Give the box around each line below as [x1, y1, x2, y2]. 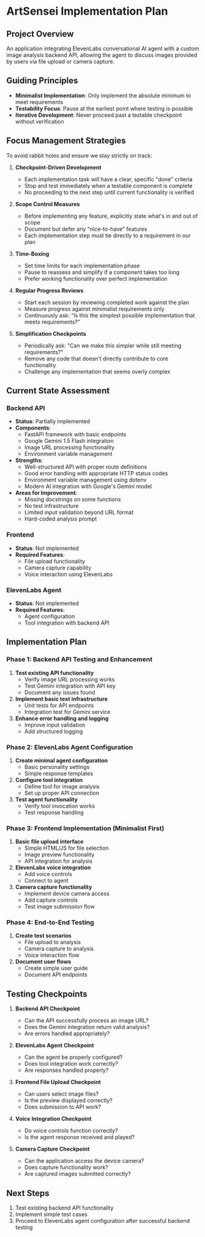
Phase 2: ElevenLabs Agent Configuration [6, 743, 133, 751]
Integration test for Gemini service [24, 708, 111, 715]
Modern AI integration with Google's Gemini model [24, 483, 152, 490]
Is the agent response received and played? [24, 1134, 135, 1141]
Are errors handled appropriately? [24, 1030, 110, 1038]
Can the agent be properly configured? [24, 1053, 123, 1061]
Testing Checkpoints [6, 989, 88, 999]
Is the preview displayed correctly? [24, 1097, 113, 1104]
